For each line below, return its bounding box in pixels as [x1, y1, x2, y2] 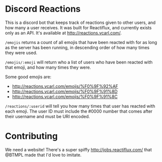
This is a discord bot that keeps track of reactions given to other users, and [5, 20, 156, 25]
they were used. [5, 50, 37, 56]
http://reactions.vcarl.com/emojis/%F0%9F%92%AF [12, 83, 118, 89]
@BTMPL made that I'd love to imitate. [5, 152, 82, 158]
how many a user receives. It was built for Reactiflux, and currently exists [5, 24, 152, 30]
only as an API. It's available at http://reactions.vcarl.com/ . [5, 30, 122, 36]
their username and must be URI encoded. [5, 113, 90, 119]
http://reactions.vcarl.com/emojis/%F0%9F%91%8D [12, 88, 118, 94]
